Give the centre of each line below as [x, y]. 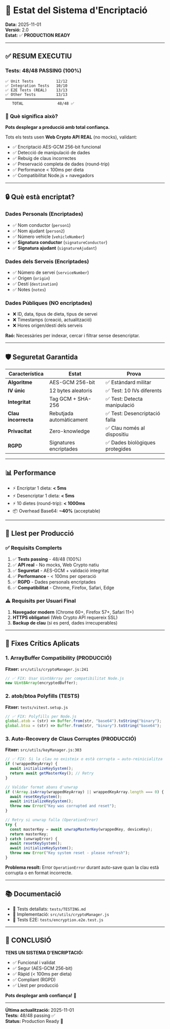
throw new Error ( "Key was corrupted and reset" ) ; [63, 806]
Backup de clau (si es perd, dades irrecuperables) [65, 623]
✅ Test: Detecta [124, 399]
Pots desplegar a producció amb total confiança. [57, 127]
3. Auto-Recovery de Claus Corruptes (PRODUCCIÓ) [71, 739]
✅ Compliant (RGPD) [34, 979]
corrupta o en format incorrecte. [39, 873]
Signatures [62, 442]
